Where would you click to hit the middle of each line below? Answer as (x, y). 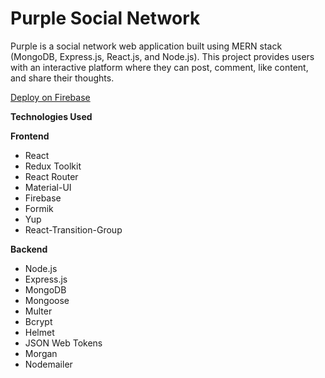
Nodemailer (48, 364)
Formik (39, 208)
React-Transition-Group (73, 229)
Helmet (39, 332)
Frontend (30, 136)
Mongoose (47, 300)
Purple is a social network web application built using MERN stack (146, 46)
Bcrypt (38, 321)
